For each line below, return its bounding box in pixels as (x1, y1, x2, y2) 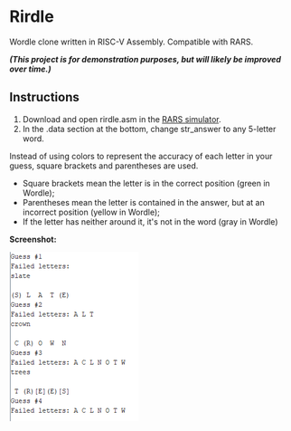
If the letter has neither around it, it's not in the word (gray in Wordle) (22, 215, 278, 227)
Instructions (9, 90, 80, 105)
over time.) (9, 63, 52, 74)
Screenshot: (9, 234, 57, 244)
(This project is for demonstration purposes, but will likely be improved (9, 53, 282, 64)
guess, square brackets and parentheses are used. (9, 160, 199, 171)
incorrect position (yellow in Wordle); (22, 206, 160, 217)
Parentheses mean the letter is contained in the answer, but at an (22, 196, 265, 207)
